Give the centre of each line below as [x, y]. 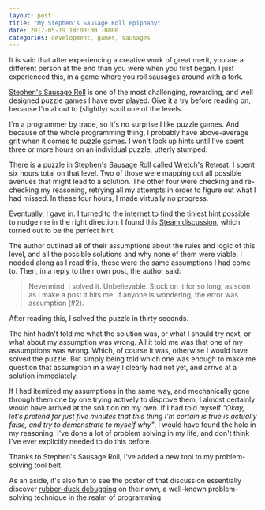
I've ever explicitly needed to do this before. [80, 442]
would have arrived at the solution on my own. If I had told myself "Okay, [127, 408]
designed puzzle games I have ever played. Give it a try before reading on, [130, 100]
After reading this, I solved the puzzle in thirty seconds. [99, 319]
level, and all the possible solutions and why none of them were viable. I [126, 255]
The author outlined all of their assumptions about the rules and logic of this [132, 246]
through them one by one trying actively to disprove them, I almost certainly [132, 399]
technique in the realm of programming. [99, 497]
